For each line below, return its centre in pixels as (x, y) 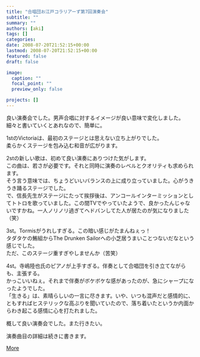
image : (14, 72)
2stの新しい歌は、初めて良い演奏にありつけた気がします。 (78, 158)
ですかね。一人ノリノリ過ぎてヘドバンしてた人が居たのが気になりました (100, 210)
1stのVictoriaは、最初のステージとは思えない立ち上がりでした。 (84, 138)
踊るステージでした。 (43, 188)
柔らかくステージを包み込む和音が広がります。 (64, 145)
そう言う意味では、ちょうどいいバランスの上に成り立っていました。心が (95, 181)
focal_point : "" (32, 84)
